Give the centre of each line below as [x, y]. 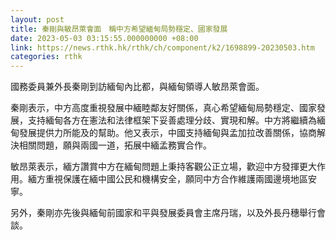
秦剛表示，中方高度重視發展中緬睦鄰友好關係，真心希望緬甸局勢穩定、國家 [163, 108]
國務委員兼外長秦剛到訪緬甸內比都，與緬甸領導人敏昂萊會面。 [137, 87]
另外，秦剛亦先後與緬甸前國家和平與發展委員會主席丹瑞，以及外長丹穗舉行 [163, 213]
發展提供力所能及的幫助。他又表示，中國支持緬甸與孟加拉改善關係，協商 [167, 133]
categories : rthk [46, 57]
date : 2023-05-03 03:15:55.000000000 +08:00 [104, 38]
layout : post [37, 19]
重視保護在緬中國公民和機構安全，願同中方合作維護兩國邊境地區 [176, 179]
